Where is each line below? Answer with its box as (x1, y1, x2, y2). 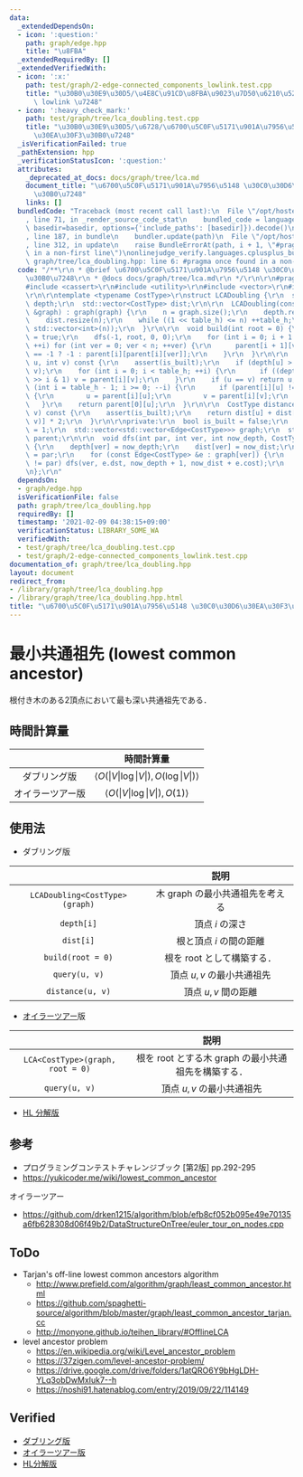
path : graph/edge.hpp (25, 38, 106, 48)
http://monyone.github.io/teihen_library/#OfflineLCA (35, 1327, 229, 1338)
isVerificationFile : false (17, 492, 119, 502)
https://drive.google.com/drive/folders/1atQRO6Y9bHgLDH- (35, 1365, 260, 1376)
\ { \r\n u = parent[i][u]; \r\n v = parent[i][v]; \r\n (25, 392, 289, 401)
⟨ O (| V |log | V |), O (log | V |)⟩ (94, 770, 200, 782)
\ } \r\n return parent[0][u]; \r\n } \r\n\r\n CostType (25, 400, 260, 410)
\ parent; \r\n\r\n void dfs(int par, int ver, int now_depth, (25, 433, 269, 443)
